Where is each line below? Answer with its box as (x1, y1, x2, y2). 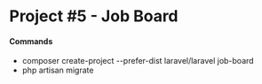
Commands (9, 35, 53, 46)
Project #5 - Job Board (9, 6, 179, 27)
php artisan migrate (21, 65, 94, 76)
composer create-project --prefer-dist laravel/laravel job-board (21, 56, 255, 66)
